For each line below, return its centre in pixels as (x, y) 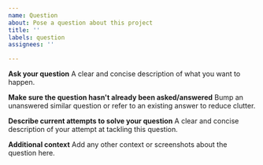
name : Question (33, 15)
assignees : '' (31, 45)
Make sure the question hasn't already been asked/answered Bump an (126, 97)
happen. (22, 82)
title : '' (24, 30)
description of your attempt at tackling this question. (93, 130)
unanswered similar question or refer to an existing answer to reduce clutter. (132, 106)
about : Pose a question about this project (81, 23)
